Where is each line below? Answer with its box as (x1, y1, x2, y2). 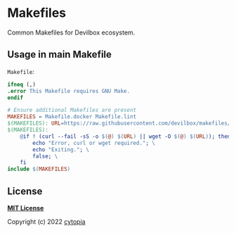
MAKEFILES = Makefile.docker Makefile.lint (7, 113, 137, 120)
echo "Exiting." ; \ (32, 146, 90, 153)
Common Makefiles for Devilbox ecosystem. (7, 28, 136, 37)
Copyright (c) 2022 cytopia (7, 217, 86, 226)
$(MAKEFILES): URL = (7, 120, 65, 127)
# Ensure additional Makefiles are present (7, 107, 137, 114)
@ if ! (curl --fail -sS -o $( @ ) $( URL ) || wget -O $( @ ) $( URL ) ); (20, 132, 216, 140)
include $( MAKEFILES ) (7, 165, 71, 173)
